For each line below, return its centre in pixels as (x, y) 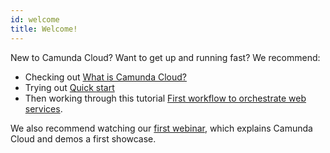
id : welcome (35, 19)
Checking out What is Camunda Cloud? (105, 77)
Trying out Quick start (69, 87)
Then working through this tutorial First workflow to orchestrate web (165, 98)
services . (43, 108)
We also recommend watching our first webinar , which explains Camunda (161, 128)
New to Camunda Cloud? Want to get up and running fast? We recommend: (165, 57)
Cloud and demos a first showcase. (83, 138)
